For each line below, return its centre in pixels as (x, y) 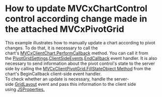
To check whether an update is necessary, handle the (59, 79)
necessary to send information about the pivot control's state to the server (80, 63)
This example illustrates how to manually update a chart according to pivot (80, 42)
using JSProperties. (25, 89)
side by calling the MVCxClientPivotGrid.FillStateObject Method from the (78, 68)
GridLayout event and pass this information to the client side (75, 84)
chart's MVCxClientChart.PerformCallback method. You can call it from (77, 53)
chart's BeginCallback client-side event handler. (53, 74)
